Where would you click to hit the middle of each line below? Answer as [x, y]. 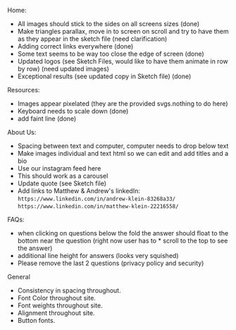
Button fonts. [36, 320]
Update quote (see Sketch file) [62, 183]
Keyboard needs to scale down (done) [73, 111]
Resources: [24, 90]
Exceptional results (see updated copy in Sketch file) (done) [104, 76]
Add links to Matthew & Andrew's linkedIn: [79, 191]
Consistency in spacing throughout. [69, 291]
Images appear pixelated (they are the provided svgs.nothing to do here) [123, 104]
